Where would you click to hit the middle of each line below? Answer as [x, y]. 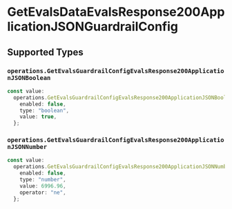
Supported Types [46, 52]
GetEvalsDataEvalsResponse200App [116, 12]
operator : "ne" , [43, 192]
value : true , [38, 117]
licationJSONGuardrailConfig [93, 27]
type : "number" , [43, 180]
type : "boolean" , [45, 110]
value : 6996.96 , [43, 186]
